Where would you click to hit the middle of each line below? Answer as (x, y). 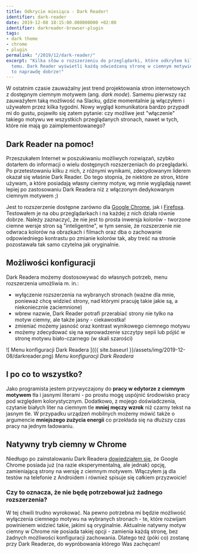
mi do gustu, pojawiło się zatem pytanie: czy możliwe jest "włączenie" (91, 113)
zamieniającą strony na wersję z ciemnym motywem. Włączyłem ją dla (91, 471)
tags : (13, 33)
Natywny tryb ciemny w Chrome (67, 445)
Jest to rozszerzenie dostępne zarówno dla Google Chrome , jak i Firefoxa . (96, 207)
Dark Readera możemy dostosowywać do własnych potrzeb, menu (87, 277)
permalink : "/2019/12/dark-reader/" (51, 55)
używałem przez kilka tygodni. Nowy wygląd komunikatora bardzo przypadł (98, 107)
